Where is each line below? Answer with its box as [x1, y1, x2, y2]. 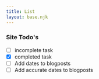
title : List [6, 8, 35, 15]
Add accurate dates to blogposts [14, 66, 93, 73]
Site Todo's [6, 33, 39, 42]
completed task [14, 53, 52, 60]
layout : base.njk [6, 14, 48, 20]
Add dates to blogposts [14, 60, 71, 67]
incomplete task [14, 46, 54, 53]
